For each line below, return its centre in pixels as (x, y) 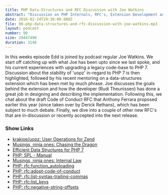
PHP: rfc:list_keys (30, 182)
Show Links (19, 128)
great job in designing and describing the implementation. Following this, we (84, 94)
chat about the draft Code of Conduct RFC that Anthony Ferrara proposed (81, 99)
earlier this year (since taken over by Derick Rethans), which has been (77, 105)
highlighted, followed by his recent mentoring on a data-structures (73, 78)
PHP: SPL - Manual (32, 155)
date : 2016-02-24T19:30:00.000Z (39, 19)
